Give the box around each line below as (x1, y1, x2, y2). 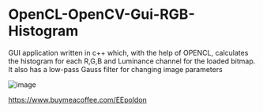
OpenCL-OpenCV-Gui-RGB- (8, 5, 195, 23)
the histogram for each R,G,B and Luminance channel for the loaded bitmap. (8, 56, 256, 66)
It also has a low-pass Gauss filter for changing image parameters (8, 64, 223, 74)
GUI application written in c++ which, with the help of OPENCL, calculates (8, 48, 249, 57)
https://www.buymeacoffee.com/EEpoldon (8, 95, 148, 104)
